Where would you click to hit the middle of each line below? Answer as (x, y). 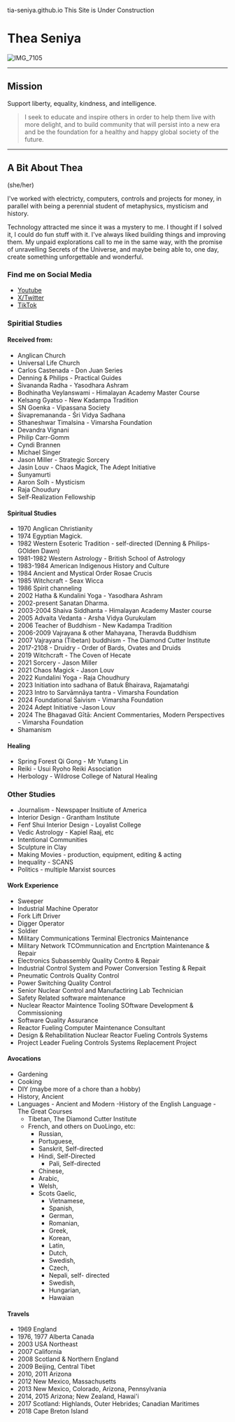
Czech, (59, 1268)
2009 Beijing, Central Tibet (56, 1367)
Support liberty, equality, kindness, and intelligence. (82, 103)
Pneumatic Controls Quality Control (68, 975)
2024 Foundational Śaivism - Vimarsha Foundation (90, 700)
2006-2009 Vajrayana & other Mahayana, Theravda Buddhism (107, 633)
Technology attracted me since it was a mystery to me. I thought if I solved (115, 226)
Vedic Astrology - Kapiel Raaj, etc (65, 832)
